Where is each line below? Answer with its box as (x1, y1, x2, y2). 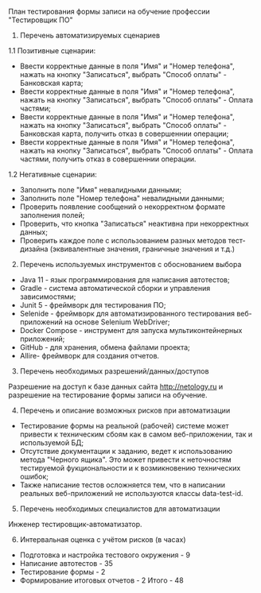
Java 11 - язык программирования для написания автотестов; (19, 275, 231, 285)
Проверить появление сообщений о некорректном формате (19, 202, 226, 211)
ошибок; (19, 472, 49, 481)
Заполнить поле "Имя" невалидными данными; (19, 185, 181, 194)
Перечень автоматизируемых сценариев (19, 31, 161, 40)
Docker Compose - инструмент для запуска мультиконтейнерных (19, 326, 243, 335)
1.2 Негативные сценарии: (8, 170, 97, 179)
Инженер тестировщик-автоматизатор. (8, 520, 142, 529)
